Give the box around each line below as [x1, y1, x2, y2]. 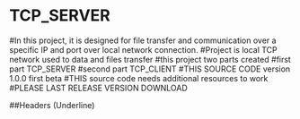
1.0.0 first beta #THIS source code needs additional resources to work [9, 72, 269, 83]
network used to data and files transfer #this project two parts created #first [9, 54, 292, 64]
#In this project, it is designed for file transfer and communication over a [9, 35, 277, 46]
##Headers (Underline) [9, 99, 95, 110]
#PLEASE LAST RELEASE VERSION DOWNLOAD [9, 82, 189, 93]
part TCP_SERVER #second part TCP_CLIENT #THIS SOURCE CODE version [9, 64, 291, 74]
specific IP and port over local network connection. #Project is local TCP [9, 44, 278, 55]
